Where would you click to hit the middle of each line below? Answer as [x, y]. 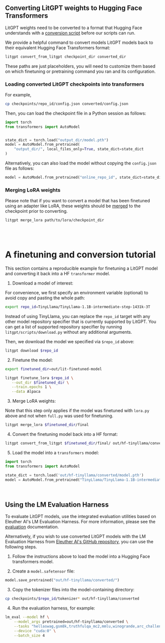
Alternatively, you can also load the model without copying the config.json [81, 163]
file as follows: [20, 168]
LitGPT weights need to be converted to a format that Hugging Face [74, 28]
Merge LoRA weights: [34, 401]
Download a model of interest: [43, 283]
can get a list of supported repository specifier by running [64, 326]
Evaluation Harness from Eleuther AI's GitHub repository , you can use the [79, 542]
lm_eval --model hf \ [27, 617]
